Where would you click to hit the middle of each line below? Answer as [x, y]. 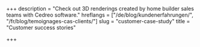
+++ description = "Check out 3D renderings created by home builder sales [100, 9]
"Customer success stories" [41, 27]
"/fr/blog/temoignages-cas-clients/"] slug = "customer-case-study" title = [98, 21]
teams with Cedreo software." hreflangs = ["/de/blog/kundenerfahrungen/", [100, 15]
